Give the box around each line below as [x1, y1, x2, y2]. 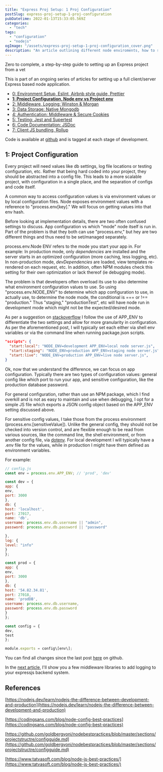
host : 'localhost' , [5, 507, 45, 512]
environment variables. [5, 447, 51, 453]
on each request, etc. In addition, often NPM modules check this [24, 264, 153, 270]
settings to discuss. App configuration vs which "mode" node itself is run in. [5, 224, 157, 230]
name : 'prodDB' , [5, 597, 38, 602]
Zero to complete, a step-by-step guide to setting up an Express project [5, 61, 148, 67]
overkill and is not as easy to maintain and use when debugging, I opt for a [5, 396, 154, 402]
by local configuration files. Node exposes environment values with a [5, 198, 143, 205]
